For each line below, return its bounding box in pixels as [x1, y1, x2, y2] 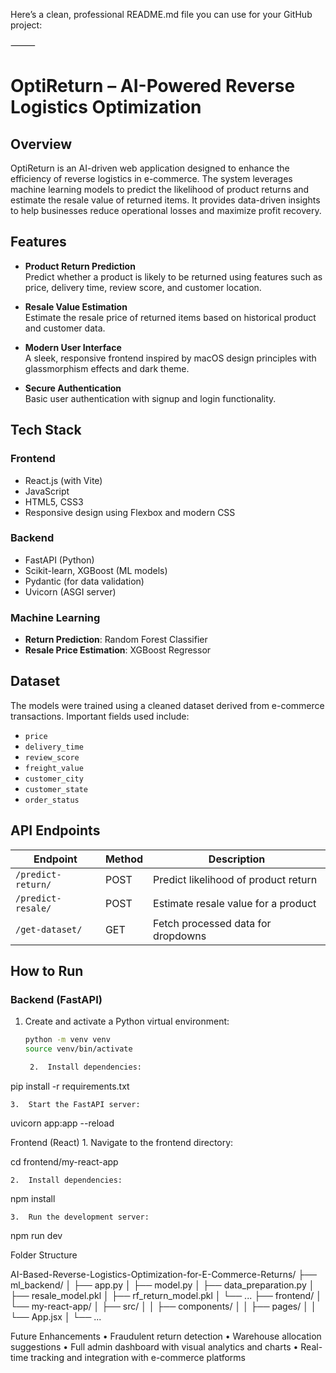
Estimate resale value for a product [153, 896, 317, 910]
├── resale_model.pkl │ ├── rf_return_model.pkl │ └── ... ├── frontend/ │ [10, 1290, 322, 1302]
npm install [10, 1193, 56, 1205]
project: [10, 19, 43, 31]
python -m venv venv [24, 1035, 111, 1045]
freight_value [24, 763, 84, 773]
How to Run [10, 963, 84, 980]
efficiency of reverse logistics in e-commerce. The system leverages [10, 173, 293, 184]
